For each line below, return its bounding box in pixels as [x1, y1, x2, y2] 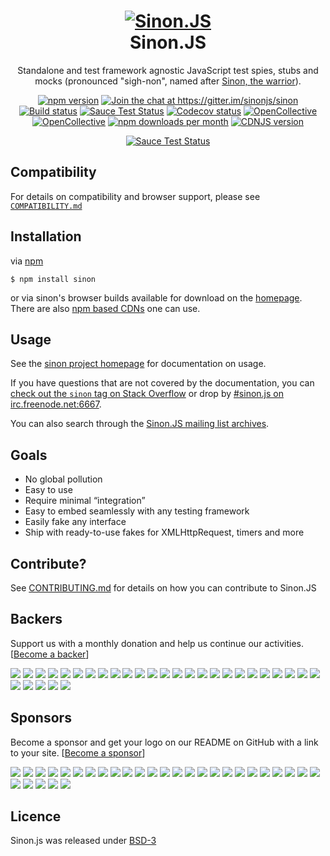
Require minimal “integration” [24, 495, 146, 507]
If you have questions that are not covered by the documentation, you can [10, 377, 315, 389]
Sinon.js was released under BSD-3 [10, 835, 157, 847]
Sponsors [10, 710, 72, 727]
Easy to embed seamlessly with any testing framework [24, 505, 250, 517]
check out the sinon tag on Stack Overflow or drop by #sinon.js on [10, 388, 285, 400]
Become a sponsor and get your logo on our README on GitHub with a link [10, 736, 319, 748]
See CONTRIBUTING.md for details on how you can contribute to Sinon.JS [10, 582, 317, 594]
